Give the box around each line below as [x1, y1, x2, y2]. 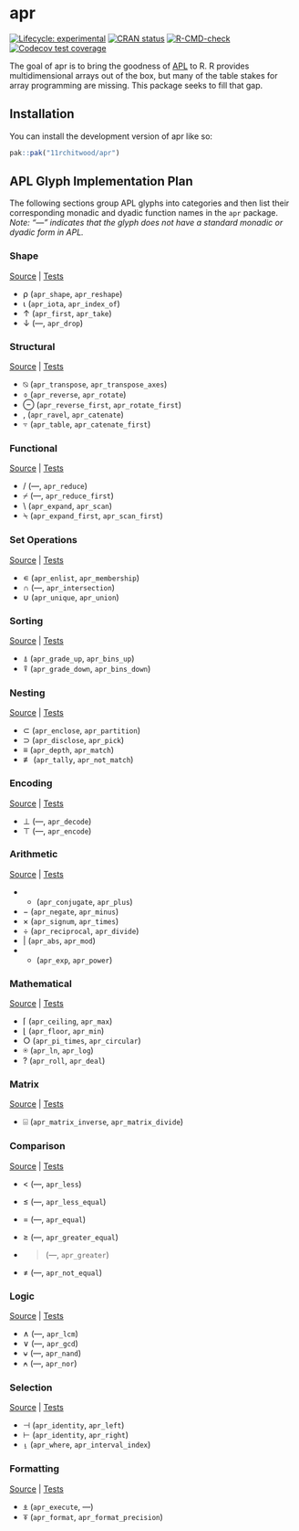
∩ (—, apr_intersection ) [22, 581, 116, 592]
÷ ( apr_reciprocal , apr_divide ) [22, 925, 139, 936]
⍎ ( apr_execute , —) [22, 1501, 94, 1512]
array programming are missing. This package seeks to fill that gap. [9, 80, 263, 90]
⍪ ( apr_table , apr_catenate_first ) [22, 419, 151, 430]
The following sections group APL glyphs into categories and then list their [9, 197, 290, 208]
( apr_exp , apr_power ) [36, 954, 113, 965]
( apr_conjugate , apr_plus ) [36, 896, 134, 907]
